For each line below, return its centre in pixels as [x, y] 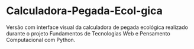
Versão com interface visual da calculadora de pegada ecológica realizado [97, 27]
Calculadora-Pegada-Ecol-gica [84, 11]
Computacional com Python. [41, 40]
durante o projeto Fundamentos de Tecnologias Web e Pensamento [88, 33]
